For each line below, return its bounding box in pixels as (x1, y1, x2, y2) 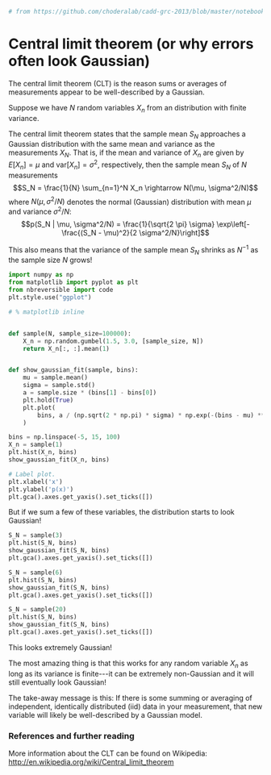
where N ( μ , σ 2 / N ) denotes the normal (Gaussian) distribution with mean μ (8, 195, 252, 206)
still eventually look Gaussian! (8, 677, 107, 687)
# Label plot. (8, 470, 56, 478)
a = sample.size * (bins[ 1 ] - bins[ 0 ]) (23, 389, 157, 397)
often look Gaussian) (8, 52, 151, 70)
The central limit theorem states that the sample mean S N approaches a (8, 129, 246, 140)
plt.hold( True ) (23, 396, 74, 404)
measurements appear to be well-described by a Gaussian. (8, 87, 206, 97)
